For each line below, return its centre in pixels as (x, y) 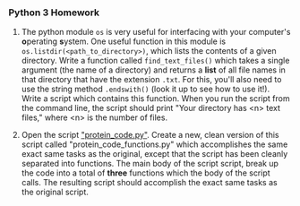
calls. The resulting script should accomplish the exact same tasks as (150, 183)
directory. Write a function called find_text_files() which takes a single (155, 61)
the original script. (55, 192)
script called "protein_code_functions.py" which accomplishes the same (154, 144)
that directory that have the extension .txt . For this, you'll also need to (151, 80)
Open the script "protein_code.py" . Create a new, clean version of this (150, 135)
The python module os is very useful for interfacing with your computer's (156, 32)
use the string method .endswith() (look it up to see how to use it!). (146, 89)
